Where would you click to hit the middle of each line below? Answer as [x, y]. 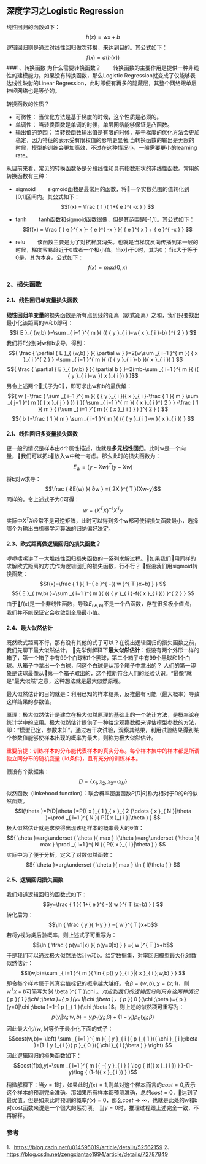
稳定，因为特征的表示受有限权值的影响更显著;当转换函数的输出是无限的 [105, 139]
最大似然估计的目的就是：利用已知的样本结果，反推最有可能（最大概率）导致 [103, 694]
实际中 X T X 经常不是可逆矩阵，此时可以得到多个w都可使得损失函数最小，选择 [102, 520]
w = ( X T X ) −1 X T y [103, 510]
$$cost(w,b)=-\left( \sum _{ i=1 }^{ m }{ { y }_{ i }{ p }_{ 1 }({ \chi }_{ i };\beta [103, 1038]
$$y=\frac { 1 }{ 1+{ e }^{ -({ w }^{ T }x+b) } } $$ [103, 904]
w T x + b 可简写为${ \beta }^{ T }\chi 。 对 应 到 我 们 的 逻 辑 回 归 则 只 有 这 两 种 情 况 [102, 991]
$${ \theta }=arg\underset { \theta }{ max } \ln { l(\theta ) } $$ [103, 864]
